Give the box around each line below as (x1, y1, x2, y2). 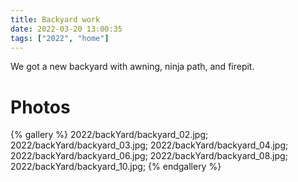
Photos (10, 96, 71, 118)
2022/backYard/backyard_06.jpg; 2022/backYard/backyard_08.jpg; (10, 150, 288, 162)
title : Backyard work (10, 14, 101, 25)
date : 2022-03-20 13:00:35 (10, 24, 123, 34)
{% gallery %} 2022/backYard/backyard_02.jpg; (10, 129, 209, 141)
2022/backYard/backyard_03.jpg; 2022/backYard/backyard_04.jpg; (10, 139, 289, 151)
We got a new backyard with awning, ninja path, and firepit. (10, 61, 255, 73)
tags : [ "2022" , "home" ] (10, 33, 110, 43)
